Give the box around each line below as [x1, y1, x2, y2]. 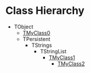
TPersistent [22, 35, 51, 42]
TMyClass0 [22, 29, 51, 36]
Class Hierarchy [5, 4, 85, 17]
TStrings [31, 42, 52, 49]
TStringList [40, 48, 66, 54]
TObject [13, 23, 33, 30]
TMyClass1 [48, 54, 75, 61]
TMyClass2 [57, 60, 85, 67]
